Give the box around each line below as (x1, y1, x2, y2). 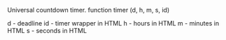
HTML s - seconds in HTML (7, 27, 87, 34)
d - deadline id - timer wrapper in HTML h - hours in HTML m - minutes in (7, 19, 219, 27)
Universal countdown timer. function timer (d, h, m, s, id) (7, 6, 170, 14)
